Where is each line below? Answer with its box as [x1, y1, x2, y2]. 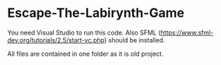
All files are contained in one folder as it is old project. [7, 49, 164, 58]
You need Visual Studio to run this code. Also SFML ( [7, 28, 161, 37]
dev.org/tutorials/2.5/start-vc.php [7, 35, 104, 44]
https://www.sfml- [160, 28, 214, 37]
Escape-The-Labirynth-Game [7, 5, 185, 21]
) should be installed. [104, 35, 165, 44]
